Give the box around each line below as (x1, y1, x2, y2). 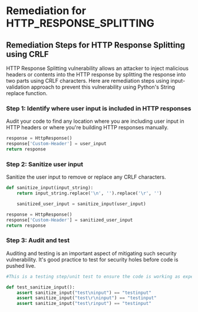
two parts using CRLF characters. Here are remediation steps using (6, 78, 170, 84)
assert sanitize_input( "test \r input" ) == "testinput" (16, 301, 151, 307)
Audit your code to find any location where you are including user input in (6, 118, 184, 125)
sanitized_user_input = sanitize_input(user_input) (16, 201, 146, 207)
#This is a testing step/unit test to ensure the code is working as (6, 273, 181, 280)
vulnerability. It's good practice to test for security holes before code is (6, 256, 179, 263)
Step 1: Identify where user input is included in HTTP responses (6, 104, 192, 112)
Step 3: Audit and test (6, 236, 70, 244)
